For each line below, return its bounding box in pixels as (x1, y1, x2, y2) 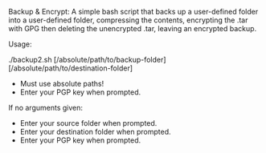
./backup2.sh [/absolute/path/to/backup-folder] (8, 55, 166, 64)
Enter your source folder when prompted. (19, 119, 158, 127)
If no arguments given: (8, 103, 83, 112)
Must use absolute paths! (19, 79, 104, 88)
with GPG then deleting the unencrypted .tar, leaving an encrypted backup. (8, 24, 257, 33)
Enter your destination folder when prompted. (19, 127, 171, 136)
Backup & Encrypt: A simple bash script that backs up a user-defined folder (8, 7, 259, 16)
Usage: (8, 39, 32, 49)
